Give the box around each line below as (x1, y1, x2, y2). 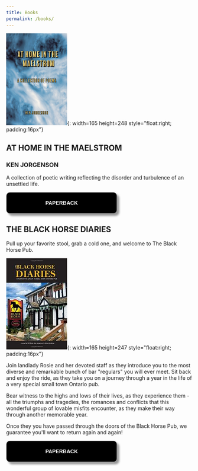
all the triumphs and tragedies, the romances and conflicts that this (6, 399, 170, 405)
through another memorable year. (6, 411, 88, 418)
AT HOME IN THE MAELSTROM (6, 143, 122, 153)
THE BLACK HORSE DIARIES (6, 224, 111, 234)
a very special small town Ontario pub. (6, 381, 100, 387)
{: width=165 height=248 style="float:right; (67, 119, 172, 127)
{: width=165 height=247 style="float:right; (67, 344, 171, 351)
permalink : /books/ (6, 15, 54, 22)
